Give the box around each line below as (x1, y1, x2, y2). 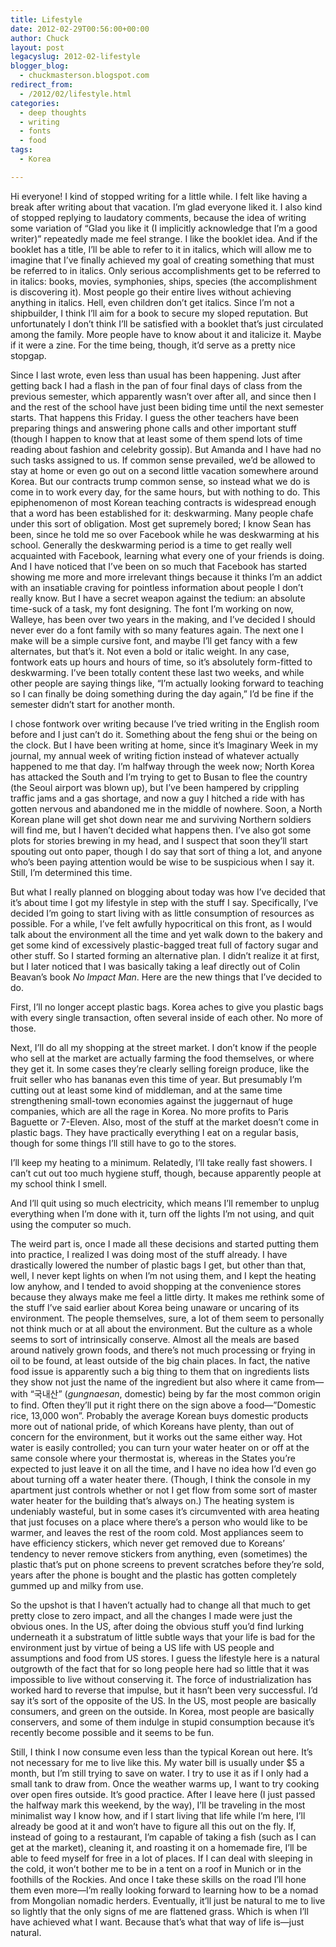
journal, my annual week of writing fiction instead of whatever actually (10, 749, 300, 761)
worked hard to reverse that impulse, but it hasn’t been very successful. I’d (10, 1684, 318, 1696)
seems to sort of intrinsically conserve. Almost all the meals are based (10, 1333, 300, 1345)
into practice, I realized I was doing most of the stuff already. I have (10, 1248, 288, 1260)
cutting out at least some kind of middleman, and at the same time (10, 1084, 283, 1096)
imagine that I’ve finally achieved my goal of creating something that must (10, 254, 315, 266)
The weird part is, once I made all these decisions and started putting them (10, 1237, 319, 1250)
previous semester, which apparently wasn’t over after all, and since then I (10, 390, 317, 402)
